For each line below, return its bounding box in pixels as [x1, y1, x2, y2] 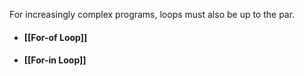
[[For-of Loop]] [23, 31, 88, 43]
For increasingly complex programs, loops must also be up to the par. [9, 9, 296, 20]
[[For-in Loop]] [23, 54, 87, 66]
